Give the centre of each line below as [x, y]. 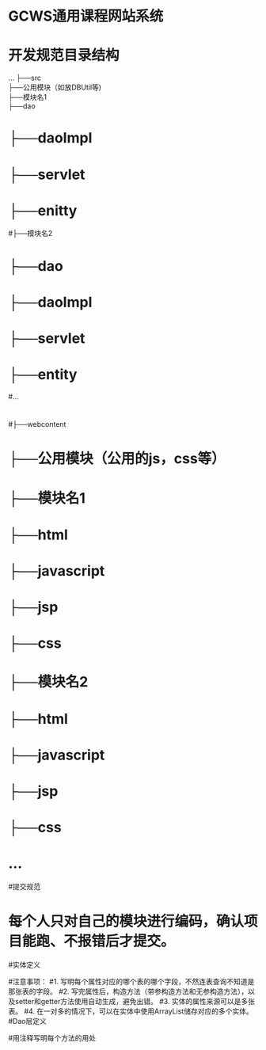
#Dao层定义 [28, 1021]
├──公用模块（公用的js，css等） [117, 459]
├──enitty [43, 210]
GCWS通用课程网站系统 [86, 16]
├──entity [43, 375]
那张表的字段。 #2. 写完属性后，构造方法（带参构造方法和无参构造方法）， [128, 991]
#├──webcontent [37, 424]
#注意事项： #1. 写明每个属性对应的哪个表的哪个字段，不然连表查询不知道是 [131, 982]
